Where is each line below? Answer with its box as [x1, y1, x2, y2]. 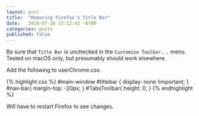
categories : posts [6, 26, 53, 32]
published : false [6, 32, 51, 38]
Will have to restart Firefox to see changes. [6, 103, 114, 110]
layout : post [6, 9, 40, 15]
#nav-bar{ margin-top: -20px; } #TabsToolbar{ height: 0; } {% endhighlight [6, 84, 193, 92]
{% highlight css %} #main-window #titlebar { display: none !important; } [6, 78, 189, 86]
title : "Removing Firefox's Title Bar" [6, 15, 111, 21]
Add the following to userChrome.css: [6, 66, 102, 73]
